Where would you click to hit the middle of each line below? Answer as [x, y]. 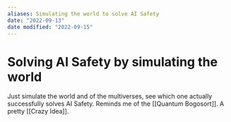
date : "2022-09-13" [36, 20]
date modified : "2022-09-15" [50, 27]
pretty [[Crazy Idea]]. [38, 111]
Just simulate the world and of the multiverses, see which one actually [110, 97]
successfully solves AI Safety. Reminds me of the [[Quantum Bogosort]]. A [116, 104]
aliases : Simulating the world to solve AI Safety [83, 14]
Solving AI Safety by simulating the [112, 62]
